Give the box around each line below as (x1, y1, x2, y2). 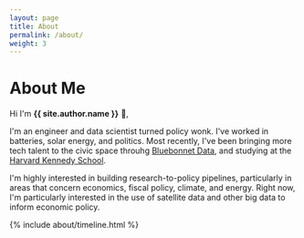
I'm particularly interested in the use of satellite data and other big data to (9, 192, 286, 203)
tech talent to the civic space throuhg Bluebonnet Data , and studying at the (9, 145, 292, 156)
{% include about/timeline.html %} (9, 220, 140, 231)
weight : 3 (9, 38, 47, 48)
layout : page (9, 13, 59, 23)
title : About (9, 22, 59, 31)
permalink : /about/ (9, 30, 84, 39)
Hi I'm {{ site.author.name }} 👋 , (9, 109, 130, 119)
